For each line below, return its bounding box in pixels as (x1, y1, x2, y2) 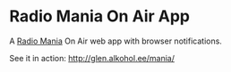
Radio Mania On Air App (9, 6, 191, 27)
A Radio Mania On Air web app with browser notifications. (9, 36, 222, 46)
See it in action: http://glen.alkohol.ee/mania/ (9, 52, 175, 63)
